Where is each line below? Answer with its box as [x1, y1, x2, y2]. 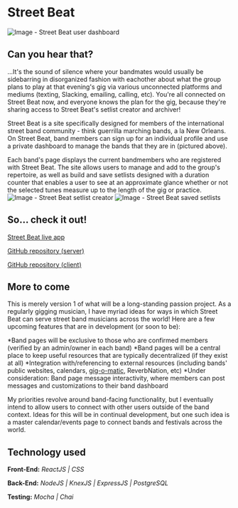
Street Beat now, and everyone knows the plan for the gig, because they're [7, 97, 227, 106]
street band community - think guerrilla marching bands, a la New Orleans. [7, 126, 226, 135]
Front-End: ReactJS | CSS [7, 465, 85, 474]
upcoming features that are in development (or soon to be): [7, 322, 181, 331]
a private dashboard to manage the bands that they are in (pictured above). [7, 142, 227, 150]
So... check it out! [7, 214, 87, 226]
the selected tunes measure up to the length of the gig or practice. [7, 186, 202, 194]
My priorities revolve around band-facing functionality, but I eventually [7, 396, 214, 404]
